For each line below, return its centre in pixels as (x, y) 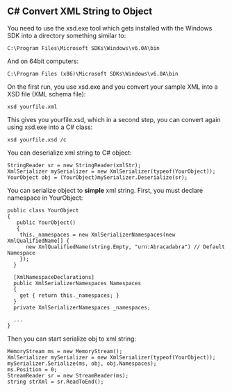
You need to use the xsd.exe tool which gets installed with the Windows (110, 28)
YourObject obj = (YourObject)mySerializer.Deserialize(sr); (98, 177)
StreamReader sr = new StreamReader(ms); (68, 375)
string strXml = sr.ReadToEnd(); (56, 382)
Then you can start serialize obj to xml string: (72, 339)
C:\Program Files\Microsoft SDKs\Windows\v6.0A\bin (83, 48)
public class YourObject (43, 210)
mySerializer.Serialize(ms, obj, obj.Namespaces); (82, 364)
